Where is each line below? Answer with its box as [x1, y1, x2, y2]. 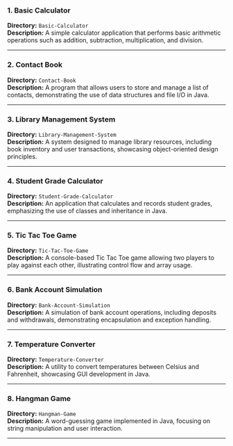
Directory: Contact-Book [7, 76, 76, 84]
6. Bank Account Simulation [7, 285, 103, 295]
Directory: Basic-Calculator [7, 22, 89, 30]
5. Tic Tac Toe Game [7, 231, 77, 240]
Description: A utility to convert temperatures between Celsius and [7, 363, 200, 371]
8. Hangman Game [7, 394, 71, 403]
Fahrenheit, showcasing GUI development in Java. [7, 370, 150, 379]
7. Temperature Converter [7, 339, 96, 349]
